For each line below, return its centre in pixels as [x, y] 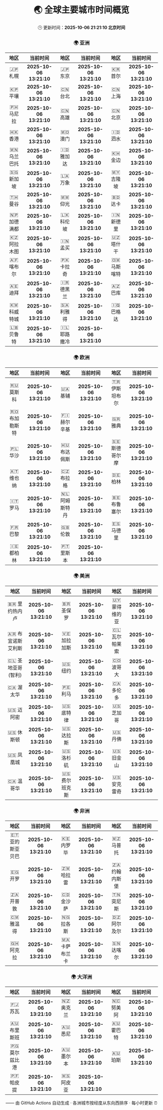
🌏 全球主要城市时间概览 [81, 10]
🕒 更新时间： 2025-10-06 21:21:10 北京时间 [81, 27]
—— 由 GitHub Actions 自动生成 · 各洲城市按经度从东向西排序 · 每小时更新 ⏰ [81, 1103]
